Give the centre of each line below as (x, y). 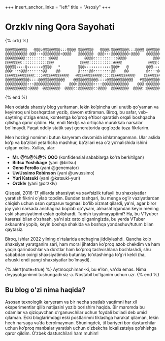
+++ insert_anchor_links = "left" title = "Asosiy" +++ (58, 7)
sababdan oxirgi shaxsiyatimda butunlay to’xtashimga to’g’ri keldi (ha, (76, 255)
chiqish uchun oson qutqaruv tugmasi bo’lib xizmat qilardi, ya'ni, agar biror (81, 203)
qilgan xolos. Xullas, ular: (30, 147)
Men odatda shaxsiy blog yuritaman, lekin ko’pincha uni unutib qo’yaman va (82, 107)
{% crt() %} (17, 40)
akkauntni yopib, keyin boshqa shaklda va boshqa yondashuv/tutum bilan (79, 224)
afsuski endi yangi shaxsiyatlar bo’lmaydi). (48, 259)
